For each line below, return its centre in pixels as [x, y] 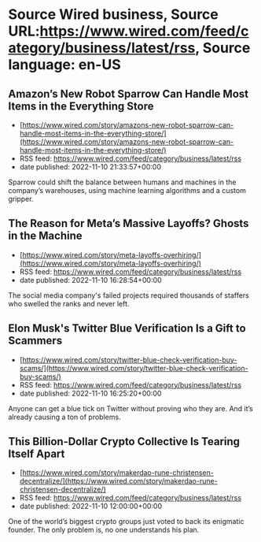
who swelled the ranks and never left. [69, 303]
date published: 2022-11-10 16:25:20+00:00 [90, 393]
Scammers [35, 341]
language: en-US [65, 65]
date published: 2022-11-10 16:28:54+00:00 [91, 280]
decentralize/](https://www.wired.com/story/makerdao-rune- [118, 481]
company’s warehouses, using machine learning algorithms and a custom [127, 190]
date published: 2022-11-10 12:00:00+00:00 [91, 507]
